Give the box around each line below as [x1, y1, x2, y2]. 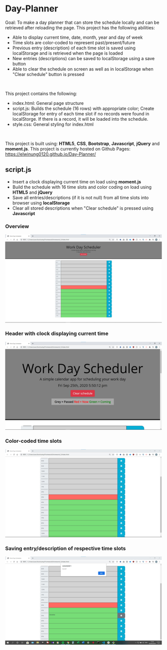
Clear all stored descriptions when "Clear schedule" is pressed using [12, 205, 154, 211]
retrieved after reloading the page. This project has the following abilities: [5, 24, 155, 30]
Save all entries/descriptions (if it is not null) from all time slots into [12, 194, 149, 200]
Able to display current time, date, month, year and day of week [12, 34, 143, 40]
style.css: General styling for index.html [12, 121, 94, 127]
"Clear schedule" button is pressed [12, 71, 84, 77]
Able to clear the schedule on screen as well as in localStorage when [12, 66, 154, 72]
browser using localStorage [12, 200, 70, 206]
